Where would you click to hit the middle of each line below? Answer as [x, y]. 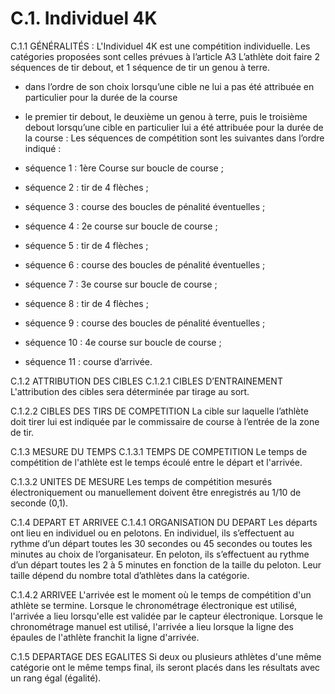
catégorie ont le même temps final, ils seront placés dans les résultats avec [165, 667]
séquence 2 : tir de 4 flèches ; [86, 187]
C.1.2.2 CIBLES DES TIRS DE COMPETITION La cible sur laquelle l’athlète [159, 411]
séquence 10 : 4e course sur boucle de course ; [123, 342]
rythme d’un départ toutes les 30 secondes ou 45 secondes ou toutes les [161, 543]
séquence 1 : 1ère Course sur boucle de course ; [124, 168]
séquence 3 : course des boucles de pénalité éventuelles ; [145, 206]
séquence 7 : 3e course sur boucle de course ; [121, 284]
